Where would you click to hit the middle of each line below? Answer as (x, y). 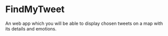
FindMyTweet (35, 9)
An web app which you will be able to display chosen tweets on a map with (84, 23)
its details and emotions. (31, 28)
